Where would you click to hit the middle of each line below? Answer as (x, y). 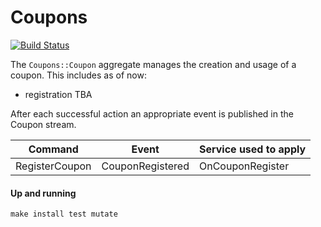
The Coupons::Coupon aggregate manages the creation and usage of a (153, 64)
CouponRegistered (145, 166)
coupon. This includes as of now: (78, 75)
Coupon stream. (43, 124)
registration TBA (58, 94)
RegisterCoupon (53, 166)
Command (53, 149)
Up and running (43, 193)
